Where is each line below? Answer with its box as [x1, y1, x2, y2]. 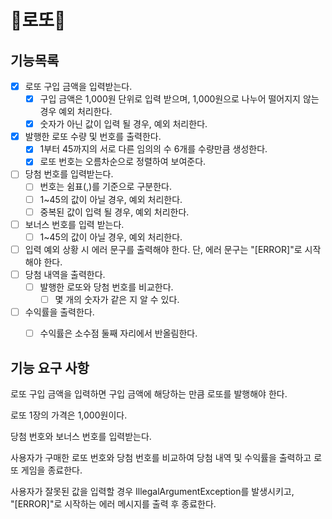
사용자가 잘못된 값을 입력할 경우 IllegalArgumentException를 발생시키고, [10, 485, 295, 497]
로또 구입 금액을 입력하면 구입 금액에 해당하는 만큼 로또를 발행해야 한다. [10, 387, 288, 400]
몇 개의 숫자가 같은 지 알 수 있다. [54, 293, 180, 305]
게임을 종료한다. [20, 464, 83, 476]
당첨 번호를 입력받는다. [24, 168, 114, 180]
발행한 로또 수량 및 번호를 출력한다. [24, 131, 162, 143]
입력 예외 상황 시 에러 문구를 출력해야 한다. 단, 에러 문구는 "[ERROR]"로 [24, 243, 303, 255]
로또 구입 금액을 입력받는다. [24, 81, 133, 92]
